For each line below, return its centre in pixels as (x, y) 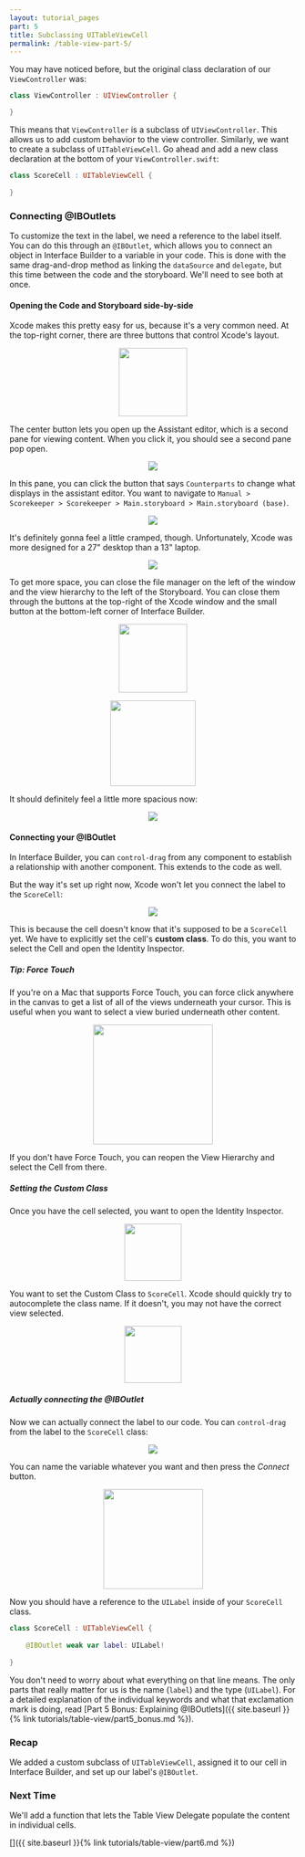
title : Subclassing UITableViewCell (79, 35)
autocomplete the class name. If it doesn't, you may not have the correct (146, 1304)
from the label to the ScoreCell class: (79, 1432)
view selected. (36, 1313)
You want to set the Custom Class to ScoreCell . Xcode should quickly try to (151, 1294)
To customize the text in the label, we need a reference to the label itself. (146, 236)
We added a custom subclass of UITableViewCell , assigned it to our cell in (148, 1762)
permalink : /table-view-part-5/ (71, 43)
